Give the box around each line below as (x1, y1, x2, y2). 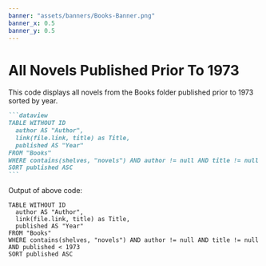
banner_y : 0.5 (8, 26, 56, 34)
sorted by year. (8, 96, 58, 106)
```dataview (8, 111, 48, 120)
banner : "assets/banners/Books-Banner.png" (8, 11, 156, 20)
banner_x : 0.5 (8, 19, 56, 27)
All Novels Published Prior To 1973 (8, 61, 240, 79)
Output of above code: (8, 186, 82, 195)
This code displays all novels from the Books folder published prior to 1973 (8, 87, 254, 97)
